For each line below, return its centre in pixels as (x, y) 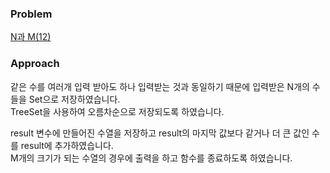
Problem (31, 14)
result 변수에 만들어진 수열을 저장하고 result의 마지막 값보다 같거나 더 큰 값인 (160, 133)
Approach (35, 64)
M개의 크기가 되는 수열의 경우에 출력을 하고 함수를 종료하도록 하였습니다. (151, 158)
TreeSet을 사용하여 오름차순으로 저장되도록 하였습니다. (117, 111)
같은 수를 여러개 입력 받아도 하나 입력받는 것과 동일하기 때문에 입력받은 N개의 (160, 86)
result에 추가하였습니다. (67, 145)
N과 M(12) (31, 37)
